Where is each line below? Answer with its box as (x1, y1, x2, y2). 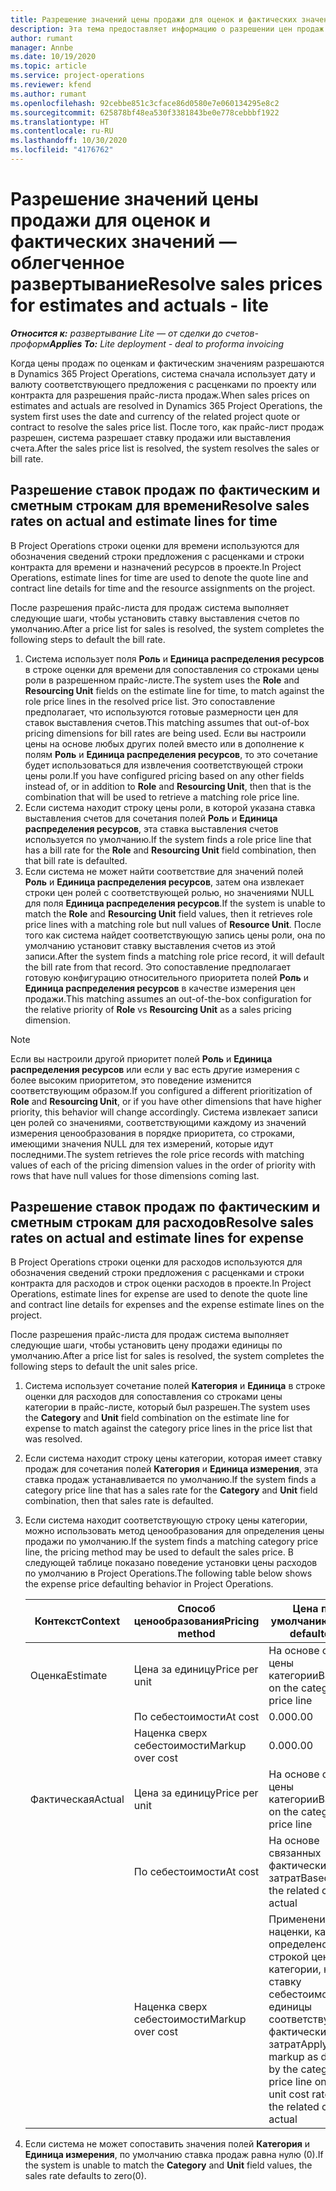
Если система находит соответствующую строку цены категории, (24, 1514, 308, 1526)
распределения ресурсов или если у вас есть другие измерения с (10, 1063, 300, 1075)
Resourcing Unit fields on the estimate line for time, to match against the (24, 684, 325, 696)
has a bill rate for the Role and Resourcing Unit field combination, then (24, 844, 317, 856)
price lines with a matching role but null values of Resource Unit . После (24, 918, 322, 930)
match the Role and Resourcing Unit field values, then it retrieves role (24, 907, 313, 920)
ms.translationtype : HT (10, 117, 110, 127)
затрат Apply (268, 2037, 328, 2051)
